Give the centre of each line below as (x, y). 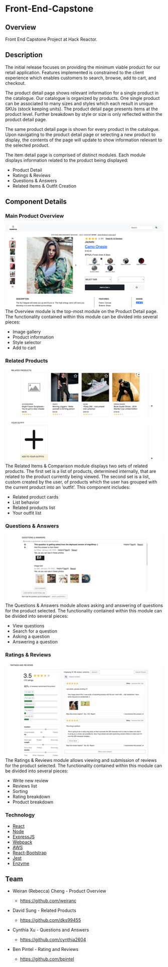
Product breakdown (33, 802)
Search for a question (35, 631)
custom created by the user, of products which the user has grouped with (81, 481)
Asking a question (31, 636)
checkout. (16, 83)
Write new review (30, 781)
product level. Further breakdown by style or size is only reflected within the (84, 114)
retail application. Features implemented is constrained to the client (75, 72)
